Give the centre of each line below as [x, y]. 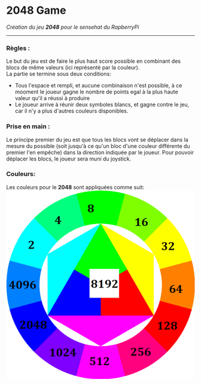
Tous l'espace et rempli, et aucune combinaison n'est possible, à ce [98, 86]
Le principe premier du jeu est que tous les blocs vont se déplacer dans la [97, 140]
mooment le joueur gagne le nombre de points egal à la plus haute [96, 92]
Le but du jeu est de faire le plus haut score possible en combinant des [94, 61]
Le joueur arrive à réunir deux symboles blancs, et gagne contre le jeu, [102, 105]
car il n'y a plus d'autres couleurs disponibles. [71, 111]
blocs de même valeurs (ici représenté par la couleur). [73, 68]
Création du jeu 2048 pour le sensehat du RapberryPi [73, 27]
